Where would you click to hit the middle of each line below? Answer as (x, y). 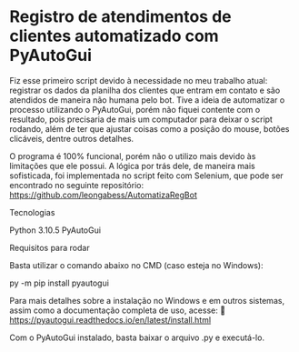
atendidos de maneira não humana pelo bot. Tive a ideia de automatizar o (147, 100)
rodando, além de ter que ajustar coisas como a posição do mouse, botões (149, 128)
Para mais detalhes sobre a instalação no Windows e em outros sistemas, (147, 300)
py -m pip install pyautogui (59, 283)
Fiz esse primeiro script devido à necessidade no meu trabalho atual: (139, 80)
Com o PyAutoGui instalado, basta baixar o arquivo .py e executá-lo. (137, 337)
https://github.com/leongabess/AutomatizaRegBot (103, 195)
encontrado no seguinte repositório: (76, 185)
